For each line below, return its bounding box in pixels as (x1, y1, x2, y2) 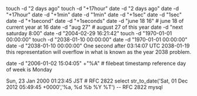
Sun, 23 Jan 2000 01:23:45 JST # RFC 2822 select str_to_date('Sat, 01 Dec (6, 77, 188, 84)
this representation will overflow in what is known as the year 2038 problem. (6, 49, 191, 55)
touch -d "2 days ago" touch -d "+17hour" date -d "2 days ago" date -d (6, 5, 179, 12)
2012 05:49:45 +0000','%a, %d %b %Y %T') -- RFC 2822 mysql (6, 84, 163, 90)
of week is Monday (6, 66, 52, 73)
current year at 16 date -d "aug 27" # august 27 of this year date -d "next (6, 23, 183, 30)
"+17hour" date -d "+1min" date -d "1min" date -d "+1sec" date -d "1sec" (6, 11, 182, 18)
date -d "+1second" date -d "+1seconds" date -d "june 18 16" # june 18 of (6, 18, 184, 24)
